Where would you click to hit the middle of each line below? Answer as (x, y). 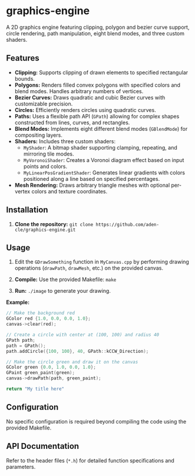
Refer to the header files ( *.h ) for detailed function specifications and (90, 460)
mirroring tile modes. (49, 154)
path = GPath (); (26, 346)
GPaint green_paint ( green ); (41, 373)
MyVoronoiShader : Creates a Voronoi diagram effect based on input (104, 160)
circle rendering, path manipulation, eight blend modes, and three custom (95, 33)
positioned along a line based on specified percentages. (92, 178)
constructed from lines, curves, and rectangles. (72, 123)
